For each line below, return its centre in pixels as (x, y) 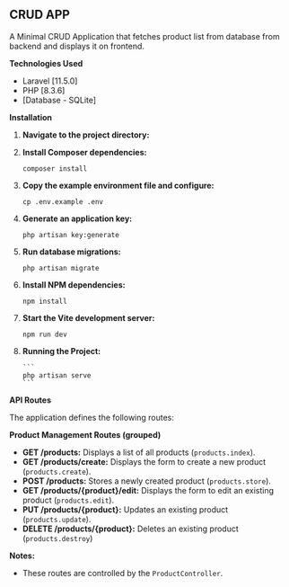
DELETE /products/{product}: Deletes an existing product (131, 529)
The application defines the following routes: (92, 417)
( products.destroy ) (57, 538)
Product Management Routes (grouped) (85, 434)
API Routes (31, 400)
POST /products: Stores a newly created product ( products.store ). (147, 481)
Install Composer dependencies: (84, 152)
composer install (55, 169)
